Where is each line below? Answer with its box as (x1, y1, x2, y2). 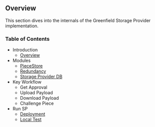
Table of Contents (5, 35, 50, 42)
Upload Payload (20, 90, 53, 96)
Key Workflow (12, 79, 42, 85)
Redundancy (20, 68, 46, 75)
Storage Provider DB (20, 74, 63, 80)
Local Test (20, 116, 42, 122)
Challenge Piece (20, 100, 54, 106)
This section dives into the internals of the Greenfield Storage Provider (5, 17, 151, 23)
